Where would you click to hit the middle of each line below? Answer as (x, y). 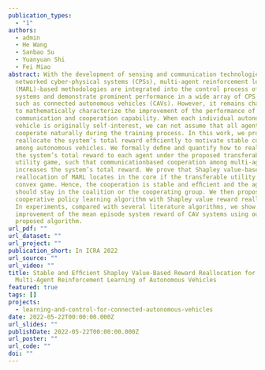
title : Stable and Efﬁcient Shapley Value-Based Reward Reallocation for (132, 273)
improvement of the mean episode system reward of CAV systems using (132, 214)
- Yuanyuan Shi (40, 60)
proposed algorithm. (49, 221)
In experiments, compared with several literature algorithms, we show (136, 206)
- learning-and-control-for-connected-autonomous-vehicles (114, 309)
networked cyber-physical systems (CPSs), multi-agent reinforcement (132, 81)
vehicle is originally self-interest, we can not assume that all (127, 126)
